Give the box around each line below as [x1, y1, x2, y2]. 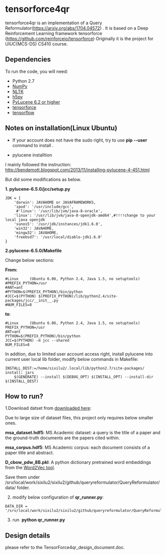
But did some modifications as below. [5, 176, 82, 182]
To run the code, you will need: [5, 68, 68, 74]
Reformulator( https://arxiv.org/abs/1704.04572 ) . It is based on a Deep [5, 25, 149, 31]
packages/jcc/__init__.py [5, 298, 58, 303]
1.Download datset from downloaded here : [5, 405, 91, 411]
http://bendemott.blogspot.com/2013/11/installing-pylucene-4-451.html [5, 167, 150, 173]
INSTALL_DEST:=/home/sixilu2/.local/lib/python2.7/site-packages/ [5, 365, 145, 371]
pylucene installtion [12, 152, 52, 158]
